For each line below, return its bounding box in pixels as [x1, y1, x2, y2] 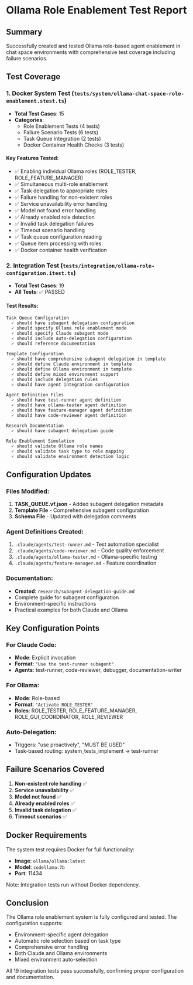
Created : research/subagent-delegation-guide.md [14, 587, 135, 595]
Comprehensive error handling [14, 943, 89, 950]
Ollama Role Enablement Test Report [6, 4, 187, 17]
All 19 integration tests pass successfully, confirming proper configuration [6, 967, 184, 974]
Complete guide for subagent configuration [14, 593, 119, 601]
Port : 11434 [14, 869, 43, 877]
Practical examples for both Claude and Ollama [14, 606, 128, 613]
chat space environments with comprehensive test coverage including [6, 49, 175, 56]
